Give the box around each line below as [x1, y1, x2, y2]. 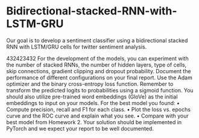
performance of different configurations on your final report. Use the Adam [6, 74, 193, 81]
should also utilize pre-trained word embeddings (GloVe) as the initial [6, 93, 178, 100]
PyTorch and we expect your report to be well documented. [6, 125, 154, 132]
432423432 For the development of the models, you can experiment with [6, 55, 189, 62]
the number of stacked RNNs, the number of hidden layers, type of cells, [6, 61, 187, 68]
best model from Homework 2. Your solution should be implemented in [6, 118, 182, 125]
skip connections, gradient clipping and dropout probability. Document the [6, 67, 191, 74]
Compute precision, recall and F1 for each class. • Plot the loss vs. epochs [6, 106, 191, 113]
